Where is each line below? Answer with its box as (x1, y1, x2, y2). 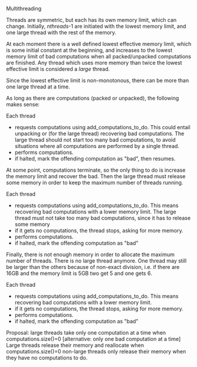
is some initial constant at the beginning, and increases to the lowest (6, 47, 173, 54)
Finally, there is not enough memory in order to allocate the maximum (6, 251, 175, 258)
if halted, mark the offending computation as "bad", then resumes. (14, 155, 176, 162)
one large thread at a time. (6, 83, 70, 90)
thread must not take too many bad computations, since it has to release (14, 215, 191, 221)
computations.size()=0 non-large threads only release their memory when (6, 348, 186, 355)
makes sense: (6, 101, 40, 108)
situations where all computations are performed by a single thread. (14, 143, 180, 149)
